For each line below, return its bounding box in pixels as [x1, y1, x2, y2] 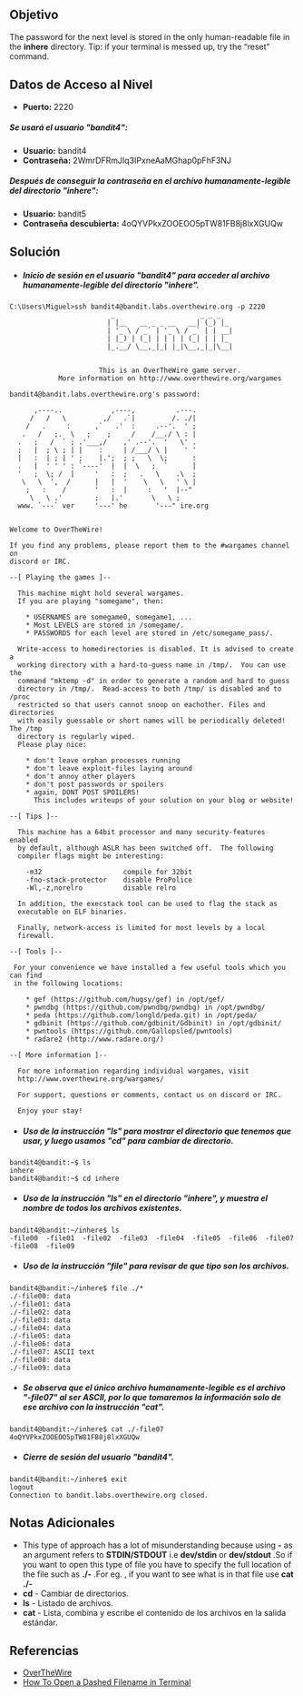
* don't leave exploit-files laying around [25, 763, 193, 772]
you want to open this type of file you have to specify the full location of [22, 1559, 292, 1570]
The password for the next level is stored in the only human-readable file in [9, 31, 290, 42]
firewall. [17, 931, 54, 940]
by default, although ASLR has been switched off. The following [17, 843, 274, 853]
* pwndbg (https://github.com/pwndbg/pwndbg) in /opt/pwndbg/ [25, 1003, 266, 1012]
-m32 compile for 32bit [25, 867, 193, 876]
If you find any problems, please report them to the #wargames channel [9, 540, 290, 550]
